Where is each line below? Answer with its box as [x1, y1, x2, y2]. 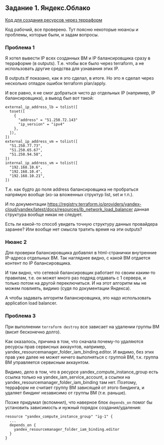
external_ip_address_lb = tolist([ [5, 105, 78, 110]
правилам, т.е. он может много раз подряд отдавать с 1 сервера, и [5, 275, 146, 281]
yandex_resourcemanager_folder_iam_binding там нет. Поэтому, [5, 379, 137, 385]
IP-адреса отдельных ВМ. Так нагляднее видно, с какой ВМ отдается [5, 255, 151, 261]
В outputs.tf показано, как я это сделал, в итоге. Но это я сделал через [5, 75, 154, 81]
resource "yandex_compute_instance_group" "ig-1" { [5, 414, 113, 419]
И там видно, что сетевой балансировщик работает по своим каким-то [5, 270, 156, 276]
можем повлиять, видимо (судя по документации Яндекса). [5, 285, 131, 292]
